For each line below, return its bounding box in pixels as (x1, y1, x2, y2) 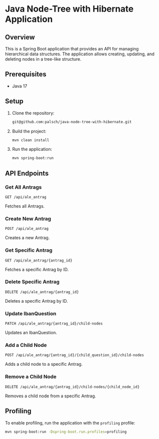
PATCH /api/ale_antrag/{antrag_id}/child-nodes (5, 321, 103, 326)
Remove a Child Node (5, 374, 57, 380)
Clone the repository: (12, 110, 55, 116)
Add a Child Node (5, 342, 47, 349)
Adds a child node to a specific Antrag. (5, 361, 83, 367)
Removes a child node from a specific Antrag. (5, 393, 96, 399)
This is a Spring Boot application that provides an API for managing (5, 46, 139, 51)
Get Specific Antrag (5, 247, 52, 254)
